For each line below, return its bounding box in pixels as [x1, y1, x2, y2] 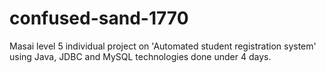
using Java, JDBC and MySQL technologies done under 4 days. [9, 50, 272, 62]
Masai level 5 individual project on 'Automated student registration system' [9, 40, 317, 52]
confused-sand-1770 [9, 7, 189, 30]
